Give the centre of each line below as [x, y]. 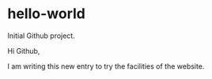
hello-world [47, 14]
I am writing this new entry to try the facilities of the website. [106, 66]
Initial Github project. [42, 36]
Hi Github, [24, 51]
